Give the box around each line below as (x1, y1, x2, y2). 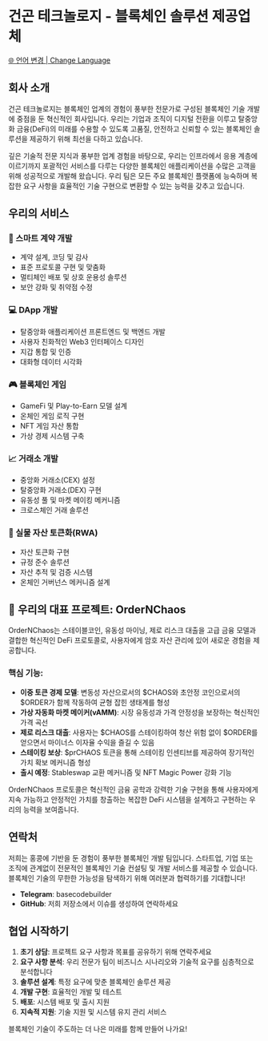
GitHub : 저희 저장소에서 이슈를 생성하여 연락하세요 (19, 898, 178, 908)
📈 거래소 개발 (8, 453, 58, 464)
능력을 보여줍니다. (22, 805, 79, 814)
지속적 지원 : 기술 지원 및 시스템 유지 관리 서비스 (19, 1007, 167, 1017)
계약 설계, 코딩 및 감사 (19, 252, 89, 262)
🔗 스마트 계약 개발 (8, 233, 73, 244)
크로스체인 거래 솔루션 (19, 506, 90, 515)
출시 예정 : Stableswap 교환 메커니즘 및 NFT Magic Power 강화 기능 (19, 767, 232, 777)
